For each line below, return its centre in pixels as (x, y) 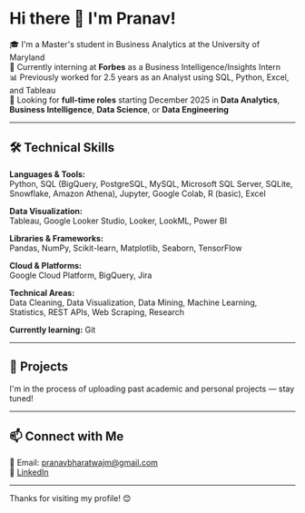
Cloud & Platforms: (45, 265)
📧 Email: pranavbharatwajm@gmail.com (84, 463)
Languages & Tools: (48, 174)
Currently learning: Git (53, 330)
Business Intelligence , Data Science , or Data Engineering (119, 109)
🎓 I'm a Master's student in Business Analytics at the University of (135, 44)
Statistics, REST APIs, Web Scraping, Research (97, 311)
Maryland (27, 57)
